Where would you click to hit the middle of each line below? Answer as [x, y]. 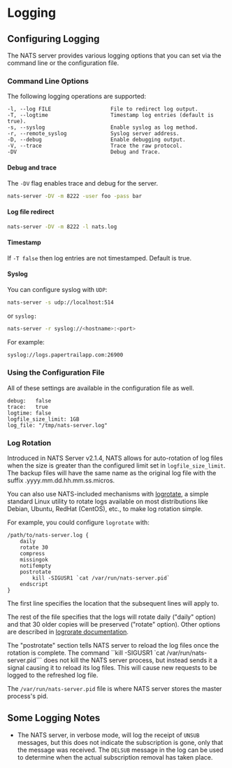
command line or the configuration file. [63, 63]
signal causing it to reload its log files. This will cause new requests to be [112, 668]
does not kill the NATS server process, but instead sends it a [131, 660]
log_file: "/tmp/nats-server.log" [58, 425]
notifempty [36, 566]
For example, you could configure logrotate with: [79, 522]
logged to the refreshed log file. [53, 675]
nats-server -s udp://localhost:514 [60, 302]
